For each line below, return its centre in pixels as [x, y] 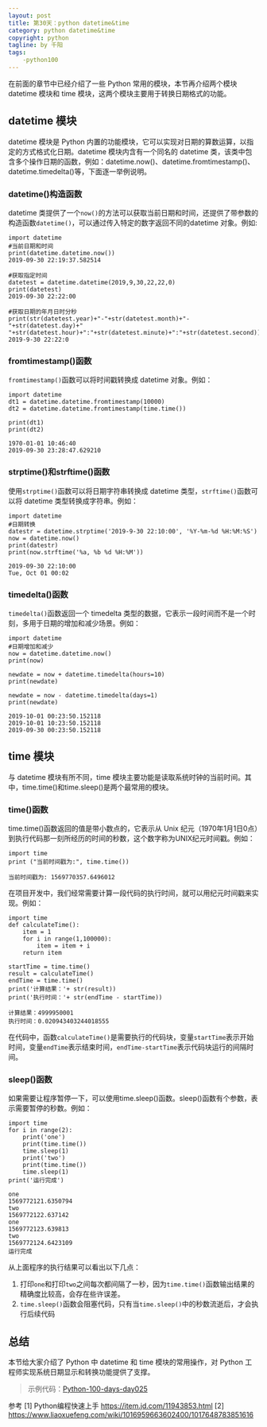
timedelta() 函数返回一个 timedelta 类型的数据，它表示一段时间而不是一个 [128, 613]
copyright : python [39, 38]
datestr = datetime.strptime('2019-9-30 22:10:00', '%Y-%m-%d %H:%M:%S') [133, 531]
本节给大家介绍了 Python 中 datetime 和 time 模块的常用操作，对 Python [126, 1362]
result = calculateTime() [51, 973]
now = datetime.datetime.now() [60, 653]
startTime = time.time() [49, 967]
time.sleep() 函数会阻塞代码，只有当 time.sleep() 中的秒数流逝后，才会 [135, 1304]
